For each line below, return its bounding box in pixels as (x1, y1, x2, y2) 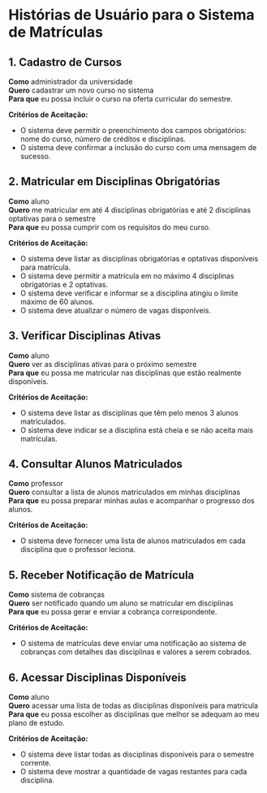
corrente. (19, 758, 51, 768)
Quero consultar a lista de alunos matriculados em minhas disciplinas (8, 487, 241, 497)
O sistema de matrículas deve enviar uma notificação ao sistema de (19, 639, 247, 649)
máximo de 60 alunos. (19, 296, 95, 306)
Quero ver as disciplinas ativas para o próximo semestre (8, 359, 197, 368)
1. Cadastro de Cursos (8, 55, 123, 69)
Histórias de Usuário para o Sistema (8, 6, 255, 24)
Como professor (8, 479, 63, 489)
